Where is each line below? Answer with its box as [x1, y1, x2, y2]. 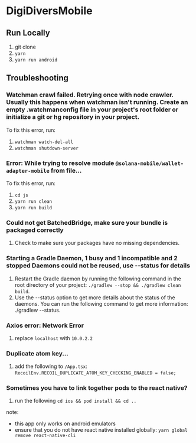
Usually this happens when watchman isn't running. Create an [6, 98, 188, 106]
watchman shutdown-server [14, 145, 79, 151]
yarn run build [14, 205, 53, 211]
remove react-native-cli [14, 433, 76, 439]
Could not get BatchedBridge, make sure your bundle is [6, 218, 168, 227]
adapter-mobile [6, 167, 50, 174]
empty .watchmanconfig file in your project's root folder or [6, 105, 179, 114]
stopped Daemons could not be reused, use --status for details [6, 261, 191, 270]
